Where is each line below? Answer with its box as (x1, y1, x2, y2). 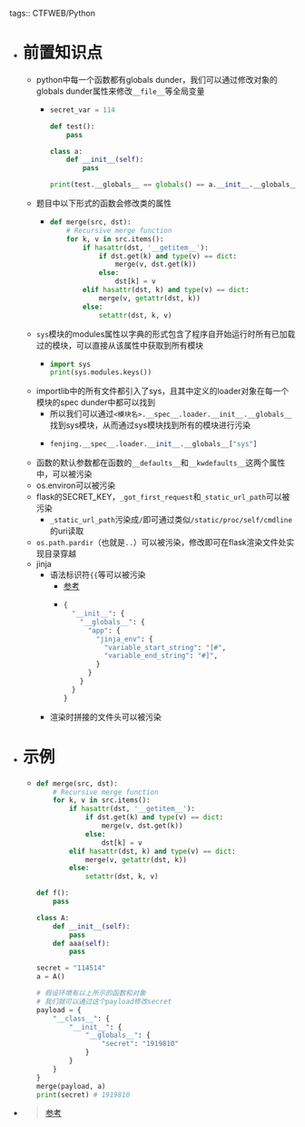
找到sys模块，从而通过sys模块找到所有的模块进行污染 (49, 420, 251, 431)
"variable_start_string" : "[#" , (103, 643, 227, 652)
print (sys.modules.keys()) (49, 368, 152, 377)
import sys (49, 360, 91, 369)
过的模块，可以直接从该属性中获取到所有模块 (35, 340, 204, 350)
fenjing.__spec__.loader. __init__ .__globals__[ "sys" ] (49, 440, 258, 449)
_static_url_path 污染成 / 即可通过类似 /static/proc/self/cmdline (49, 514, 293, 525)
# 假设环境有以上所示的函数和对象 (35, 989, 147, 998)
